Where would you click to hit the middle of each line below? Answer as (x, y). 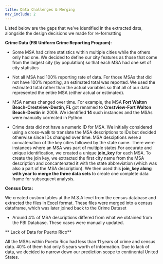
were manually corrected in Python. (48, 117)
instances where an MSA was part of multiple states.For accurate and (82, 148)
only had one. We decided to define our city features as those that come (85, 57)
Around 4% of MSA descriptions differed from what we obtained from (82, 217)
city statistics (25, 67)
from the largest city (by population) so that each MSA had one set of (82, 62)
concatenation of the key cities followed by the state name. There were (83, 142)
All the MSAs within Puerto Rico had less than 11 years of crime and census (80, 241)
